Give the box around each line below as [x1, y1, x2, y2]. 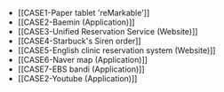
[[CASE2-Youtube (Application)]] [17, 73, 138, 83]
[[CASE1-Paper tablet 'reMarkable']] [17, 8, 150, 18]
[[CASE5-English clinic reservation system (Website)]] [17, 45, 216, 56]
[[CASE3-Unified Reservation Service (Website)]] [17, 27, 198, 36]
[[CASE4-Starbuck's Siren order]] [17, 35, 141, 46]
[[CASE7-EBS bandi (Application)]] [17, 64, 145, 74]
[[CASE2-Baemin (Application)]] [17, 17, 135, 27]
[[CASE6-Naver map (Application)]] [17, 55, 148, 65]
